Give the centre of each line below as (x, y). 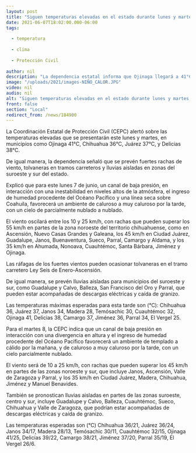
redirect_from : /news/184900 (41, 115)
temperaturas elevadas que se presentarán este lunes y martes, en (87, 138)
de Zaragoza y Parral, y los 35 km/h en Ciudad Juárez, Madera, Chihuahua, (97, 377)
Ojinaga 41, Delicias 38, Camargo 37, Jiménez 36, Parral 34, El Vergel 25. (93, 318)
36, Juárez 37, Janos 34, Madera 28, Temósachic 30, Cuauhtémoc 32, (90, 311)
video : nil (19, 88)
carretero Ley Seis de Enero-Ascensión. (54, 270)
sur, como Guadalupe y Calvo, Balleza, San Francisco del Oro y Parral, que (96, 288)
